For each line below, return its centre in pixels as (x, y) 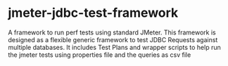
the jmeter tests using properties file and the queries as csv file (100, 55)
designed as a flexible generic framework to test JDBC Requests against (113, 39)
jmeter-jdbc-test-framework (93, 13)
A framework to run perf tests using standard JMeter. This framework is (112, 32)
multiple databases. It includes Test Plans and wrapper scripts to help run (114, 47)
